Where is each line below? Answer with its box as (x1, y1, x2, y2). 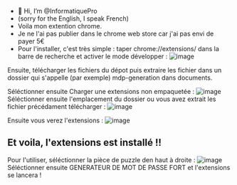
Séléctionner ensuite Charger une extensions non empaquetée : (7, 88, 195, 95)
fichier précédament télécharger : (7, 102, 106, 110)
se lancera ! (7, 171, 42, 179)
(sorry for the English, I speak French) (17, 14, 130, 23)
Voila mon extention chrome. (17, 22, 102, 30)
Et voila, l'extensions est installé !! (7, 137, 162, 149)
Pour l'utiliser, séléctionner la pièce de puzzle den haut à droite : (7, 155, 196, 164)
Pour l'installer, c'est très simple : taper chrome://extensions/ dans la (17, 45, 219, 53)
